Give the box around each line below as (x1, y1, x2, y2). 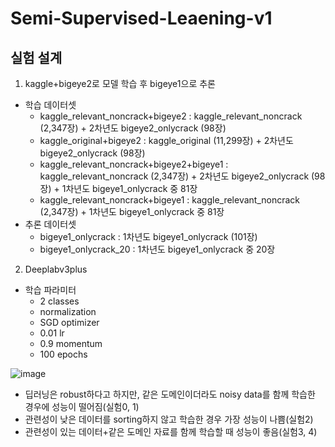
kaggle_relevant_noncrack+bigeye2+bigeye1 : (39, 158, 229, 170)
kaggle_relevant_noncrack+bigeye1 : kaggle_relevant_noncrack (39, 194, 300, 206)
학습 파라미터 (24, 284, 77, 296)
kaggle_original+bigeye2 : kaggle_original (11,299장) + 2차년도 (39, 135, 294, 146)
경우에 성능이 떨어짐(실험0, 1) (24, 401, 140, 412)
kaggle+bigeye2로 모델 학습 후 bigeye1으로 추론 (24, 78, 216, 89)
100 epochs (39, 348, 88, 360)
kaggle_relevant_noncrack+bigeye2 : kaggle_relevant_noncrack (39, 110, 303, 122)
